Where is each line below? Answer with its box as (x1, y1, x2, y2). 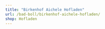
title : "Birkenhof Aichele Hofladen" (5, 7, 85, 12)
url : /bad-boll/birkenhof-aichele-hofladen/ (5, 12, 100, 17)
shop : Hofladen (5, 16, 37, 21)
